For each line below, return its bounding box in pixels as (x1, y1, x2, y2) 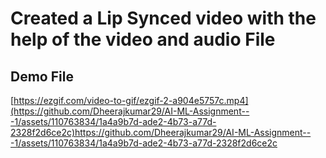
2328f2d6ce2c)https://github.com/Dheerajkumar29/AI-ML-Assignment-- (10, 127, 312, 138)
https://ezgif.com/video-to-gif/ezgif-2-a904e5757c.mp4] (13, 95, 249, 106)
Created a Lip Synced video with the (10, 7, 317, 30)
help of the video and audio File (10, 28, 276, 51)
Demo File (10, 68, 74, 85)
